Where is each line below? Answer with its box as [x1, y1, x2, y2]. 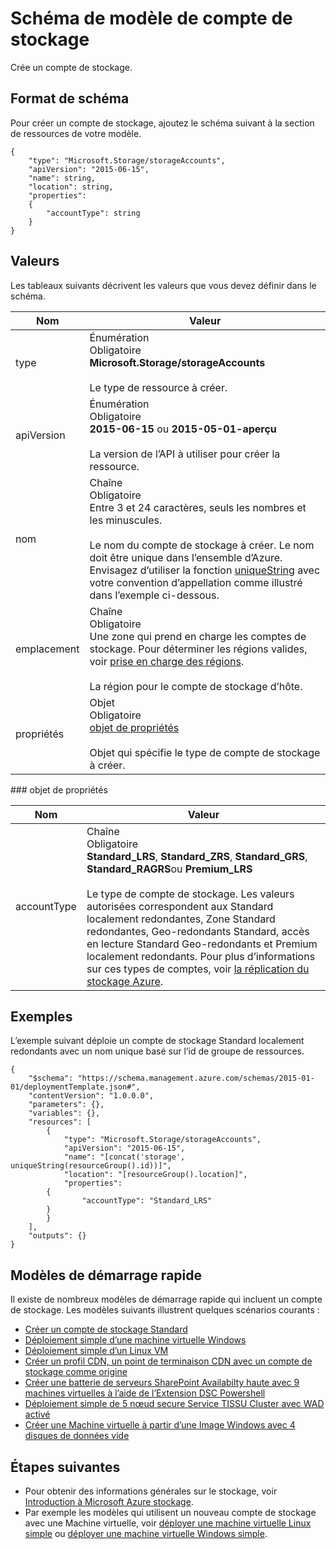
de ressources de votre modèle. [10, 127, 142, 139]
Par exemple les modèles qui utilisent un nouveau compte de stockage [24, 1507, 317, 1518]
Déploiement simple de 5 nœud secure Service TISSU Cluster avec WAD [24, 1398, 325, 1410]
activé [24, 1408, 51, 1421]
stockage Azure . [86, 974, 164, 988]
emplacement [15, 642, 80, 656]
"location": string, [28, 182, 114, 192]
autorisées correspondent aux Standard [86, 899, 274, 913]
